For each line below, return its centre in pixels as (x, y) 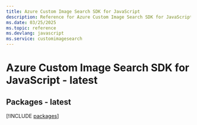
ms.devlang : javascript (35, 33)
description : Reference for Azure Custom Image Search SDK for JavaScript (99, 17)
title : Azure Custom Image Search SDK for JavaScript (73, 11)
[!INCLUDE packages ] (33, 116)
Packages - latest (39, 102)
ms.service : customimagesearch (44, 39)
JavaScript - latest (52, 80)
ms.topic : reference (31, 28)
